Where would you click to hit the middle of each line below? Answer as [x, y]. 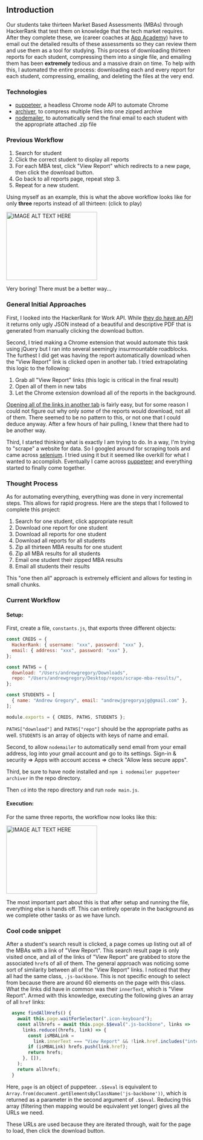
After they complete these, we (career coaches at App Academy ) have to [97, 37]
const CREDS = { [27, 639]
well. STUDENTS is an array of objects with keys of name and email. [88, 735]
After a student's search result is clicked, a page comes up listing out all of [99, 944]
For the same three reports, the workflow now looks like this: [82, 817]
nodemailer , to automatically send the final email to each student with [101, 118]
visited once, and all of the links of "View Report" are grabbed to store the [98, 957]
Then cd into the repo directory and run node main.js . [73, 790]
